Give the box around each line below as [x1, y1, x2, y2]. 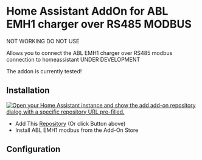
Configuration [6, 144, 61, 155]
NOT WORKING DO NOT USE [6, 37, 80, 45]
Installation [6, 85, 50, 96]
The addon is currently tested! [6, 67, 82, 75]
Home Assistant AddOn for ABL [6, 4, 169, 18]
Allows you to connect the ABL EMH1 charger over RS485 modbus [6, 49, 173, 56]
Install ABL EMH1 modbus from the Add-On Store [15, 126, 139, 134]
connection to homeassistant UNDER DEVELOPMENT [6, 56, 141, 63]
